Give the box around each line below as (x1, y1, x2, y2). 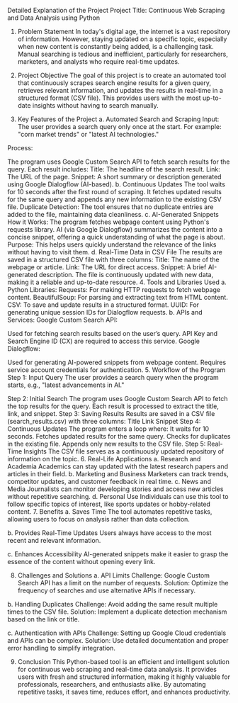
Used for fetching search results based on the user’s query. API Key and (7, 330, 218, 337)
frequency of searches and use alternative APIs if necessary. (17, 586, 196, 595)
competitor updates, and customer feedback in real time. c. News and (7, 478, 211, 485)
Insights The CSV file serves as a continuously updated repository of (23, 447, 225, 456)
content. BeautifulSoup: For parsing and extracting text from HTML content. (7, 293, 228, 301)
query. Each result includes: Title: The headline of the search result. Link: (7, 165, 221, 173)
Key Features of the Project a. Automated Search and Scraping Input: (17, 115, 220, 123)
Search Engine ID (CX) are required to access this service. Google (7, 337, 200, 345)
